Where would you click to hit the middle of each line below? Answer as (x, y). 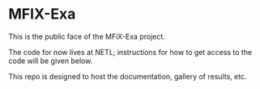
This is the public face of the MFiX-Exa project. (87, 36)
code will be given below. (51, 61)
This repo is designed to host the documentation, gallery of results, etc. (128, 76)
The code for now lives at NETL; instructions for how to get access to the (130, 52)
